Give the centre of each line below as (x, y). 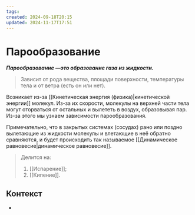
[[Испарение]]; (48, 169)
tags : (13, 11)
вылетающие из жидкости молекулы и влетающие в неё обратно (88, 134)
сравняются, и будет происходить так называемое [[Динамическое (92, 140)
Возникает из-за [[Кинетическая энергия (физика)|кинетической (88, 97)
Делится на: (36, 157)
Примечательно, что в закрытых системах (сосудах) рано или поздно (94, 127)
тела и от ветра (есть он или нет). (63, 85)
